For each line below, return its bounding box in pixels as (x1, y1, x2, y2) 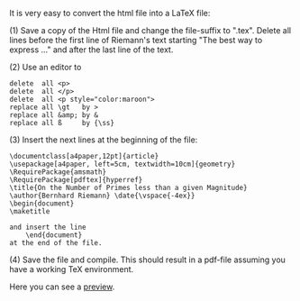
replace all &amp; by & (9, 111, 99, 120)
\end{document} (25, 231, 83, 240)
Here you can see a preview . (9, 281, 115, 292)
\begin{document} (9, 199, 75, 208)
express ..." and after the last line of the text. (9, 44, 174, 55)
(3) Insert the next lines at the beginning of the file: (9, 134, 198, 145)
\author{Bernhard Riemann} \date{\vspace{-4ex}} (9, 191, 195, 200)
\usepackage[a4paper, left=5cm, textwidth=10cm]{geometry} (9, 160, 236, 169)
